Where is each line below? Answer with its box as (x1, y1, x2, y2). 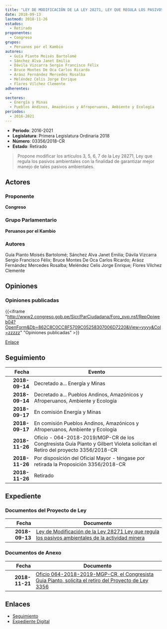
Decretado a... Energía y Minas (34, 379, 105, 386)
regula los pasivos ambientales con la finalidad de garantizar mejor (17, 158, 155, 164)
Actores (5, 178, 31, 187)
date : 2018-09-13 (5, 12, 41, 17)
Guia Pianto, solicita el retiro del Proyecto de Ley (35, 577, 149, 584)
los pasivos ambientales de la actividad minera (36, 534, 145, 541)
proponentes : (5, 30, 32, 35)
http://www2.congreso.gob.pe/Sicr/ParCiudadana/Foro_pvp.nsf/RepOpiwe (7, 313, 160, 319)
